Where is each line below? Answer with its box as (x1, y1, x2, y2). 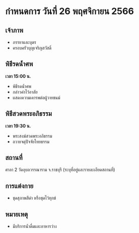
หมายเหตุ (5, 210, 28, 218)
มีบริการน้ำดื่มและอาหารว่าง (12, 223, 57, 229)
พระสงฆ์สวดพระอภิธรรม (12, 133, 52, 139)
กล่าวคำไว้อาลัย (12, 89, 38, 95)
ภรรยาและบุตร (12, 39, 36, 45)
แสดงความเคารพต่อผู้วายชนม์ (12, 94, 60, 101)
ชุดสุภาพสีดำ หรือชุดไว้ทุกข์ (12, 195, 56, 201)
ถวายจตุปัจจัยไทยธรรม (12, 138, 49, 144)
